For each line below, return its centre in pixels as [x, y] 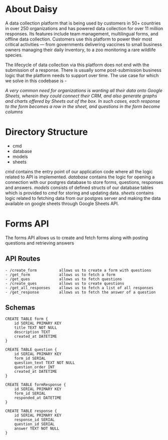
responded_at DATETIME [38, 398]
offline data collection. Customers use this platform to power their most [79, 39]
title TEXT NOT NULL [36, 328]
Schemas [20, 307]
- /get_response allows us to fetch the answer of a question [80, 292]
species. [14, 55]
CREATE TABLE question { [31, 350]
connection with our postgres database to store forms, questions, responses [84, 182]
